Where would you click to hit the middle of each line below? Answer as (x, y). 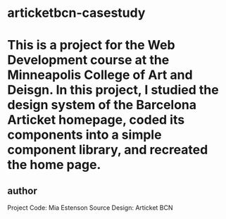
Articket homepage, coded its (96, 120)
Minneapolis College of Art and (100, 75)
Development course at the (88, 60)
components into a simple (84, 135)
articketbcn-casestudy (76, 13)
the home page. (54, 165)
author (22, 190)
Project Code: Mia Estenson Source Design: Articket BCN (90, 208)
